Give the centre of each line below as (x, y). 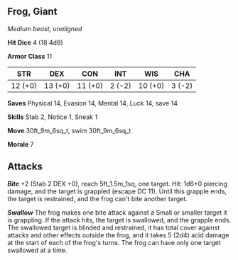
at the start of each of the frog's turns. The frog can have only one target (114, 242)
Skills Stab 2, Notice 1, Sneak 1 (53, 117)
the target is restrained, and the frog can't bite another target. (98, 198)
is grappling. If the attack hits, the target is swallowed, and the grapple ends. (119, 220)
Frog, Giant (32, 12)
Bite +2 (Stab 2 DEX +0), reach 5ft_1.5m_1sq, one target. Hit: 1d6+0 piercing (118, 183)
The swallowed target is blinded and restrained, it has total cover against (114, 227)
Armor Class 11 (29, 56)
